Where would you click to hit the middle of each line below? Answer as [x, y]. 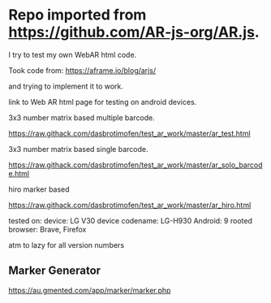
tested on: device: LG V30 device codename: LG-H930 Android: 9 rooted [131, 220]
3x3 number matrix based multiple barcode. [82, 117]
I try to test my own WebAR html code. [73, 54]
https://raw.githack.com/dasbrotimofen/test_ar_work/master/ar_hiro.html [130, 205]
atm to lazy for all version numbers [66, 245]
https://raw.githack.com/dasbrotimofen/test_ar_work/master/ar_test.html [129, 133]
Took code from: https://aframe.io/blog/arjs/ [82, 70]
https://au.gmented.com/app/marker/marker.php [90, 290]
